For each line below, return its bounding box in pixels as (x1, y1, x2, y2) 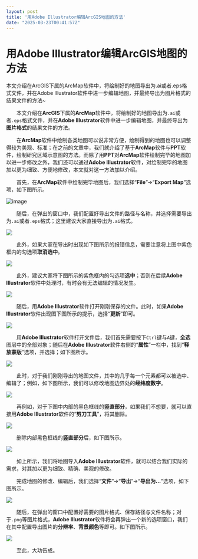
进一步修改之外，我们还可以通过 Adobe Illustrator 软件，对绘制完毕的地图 (11, 159, 188, 166)
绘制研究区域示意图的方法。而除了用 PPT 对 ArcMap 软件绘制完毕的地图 (16, 152, 186, 159)
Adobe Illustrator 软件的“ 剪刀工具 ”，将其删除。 (16, 410, 131, 417)
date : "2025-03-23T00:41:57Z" (6, 19, 81, 25)
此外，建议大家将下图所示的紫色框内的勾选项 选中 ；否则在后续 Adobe (16, 272, 183, 279)
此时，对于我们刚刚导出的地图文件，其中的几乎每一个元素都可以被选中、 (16, 372, 192, 379)
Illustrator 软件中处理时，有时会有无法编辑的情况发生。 (6, 279, 140, 287)
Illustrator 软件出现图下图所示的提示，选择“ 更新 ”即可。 (6, 310, 138, 317)
